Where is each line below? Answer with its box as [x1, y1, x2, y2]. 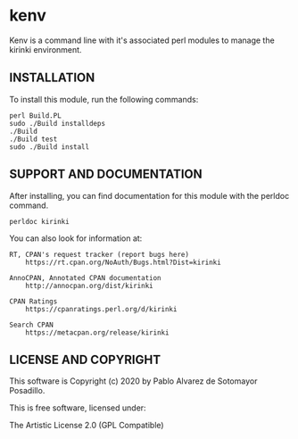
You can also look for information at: [9, 233, 143, 244]
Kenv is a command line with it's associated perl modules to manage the [9, 35, 275, 46]
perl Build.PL [9, 111, 62, 120]
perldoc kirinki [9, 217, 70, 226]
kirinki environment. [9, 44, 82, 54]
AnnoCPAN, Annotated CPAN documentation [9, 273, 162, 282]
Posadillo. [9, 385, 46, 396]
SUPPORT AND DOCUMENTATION [9, 167, 203, 182]
